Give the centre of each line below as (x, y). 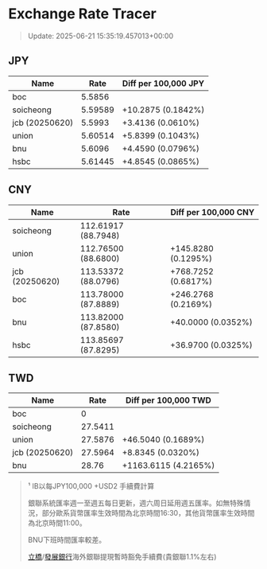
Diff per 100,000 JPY (163, 83)
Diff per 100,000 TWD (169, 400)
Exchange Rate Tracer (83, 14)
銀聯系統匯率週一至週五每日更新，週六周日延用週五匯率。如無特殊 (135, 503)
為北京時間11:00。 (57, 523)
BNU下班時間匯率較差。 (66, 540)
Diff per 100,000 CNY (213, 212)
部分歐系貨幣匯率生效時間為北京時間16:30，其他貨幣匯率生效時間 (148, 513)
